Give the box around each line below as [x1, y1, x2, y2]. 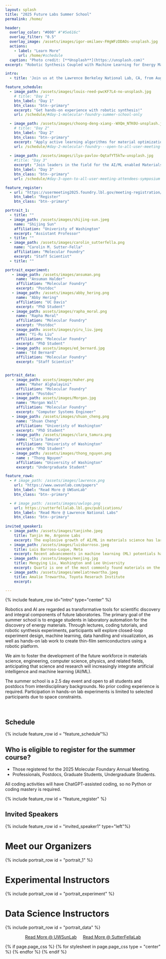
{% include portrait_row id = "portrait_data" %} [5, 924, 101, 930]
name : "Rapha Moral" [16, 314, 58, 319]
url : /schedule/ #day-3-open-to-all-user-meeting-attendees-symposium [14, 176, 161, 181]
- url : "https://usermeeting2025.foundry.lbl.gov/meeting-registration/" [9, 190, 165, 195]
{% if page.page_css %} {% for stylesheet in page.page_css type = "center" [5, 943, 161, 950]
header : [5, 25, 21, 30]
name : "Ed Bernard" [16, 350, 56, 355]
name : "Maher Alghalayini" [16, 382, 72, 387]
